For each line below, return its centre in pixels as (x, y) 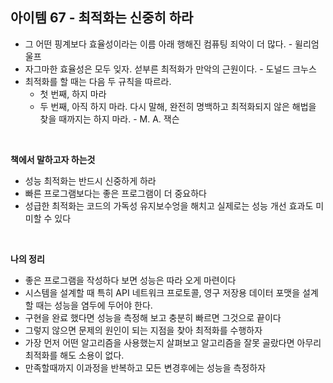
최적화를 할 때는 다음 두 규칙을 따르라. (98, 81)
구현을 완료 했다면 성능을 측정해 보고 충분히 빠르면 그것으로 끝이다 (153, 317)
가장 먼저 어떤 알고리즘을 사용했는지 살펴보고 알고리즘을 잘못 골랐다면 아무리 (173, 342)
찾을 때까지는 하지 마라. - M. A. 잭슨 (109, 119)
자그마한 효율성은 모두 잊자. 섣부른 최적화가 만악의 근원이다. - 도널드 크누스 (170, 69)
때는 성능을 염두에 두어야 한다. (94, 305)
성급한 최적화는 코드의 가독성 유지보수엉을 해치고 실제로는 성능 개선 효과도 (169, 205)
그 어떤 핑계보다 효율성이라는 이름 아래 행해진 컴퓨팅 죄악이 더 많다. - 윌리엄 (172, 44)
